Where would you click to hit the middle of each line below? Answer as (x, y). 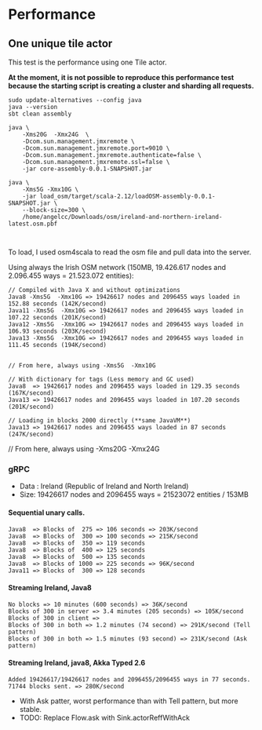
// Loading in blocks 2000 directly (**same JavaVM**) (100, 421)
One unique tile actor (60, 44)
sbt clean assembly (40, 114)
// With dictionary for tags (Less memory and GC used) (101, 379)
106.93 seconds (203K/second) (58, 331)
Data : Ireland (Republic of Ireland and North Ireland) (104, 486)
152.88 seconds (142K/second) (58, 304)
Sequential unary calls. (47, 513)
